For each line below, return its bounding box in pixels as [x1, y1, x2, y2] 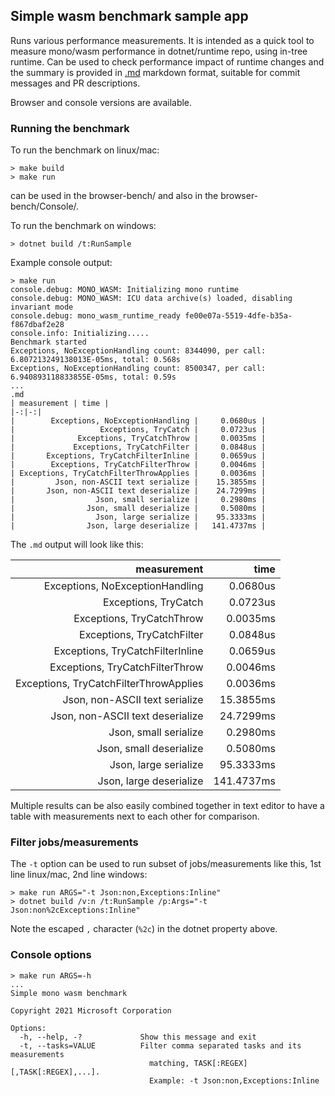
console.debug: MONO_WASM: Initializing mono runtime [10, 285, 240, 295]
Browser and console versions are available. [10, 96, 193, 108]
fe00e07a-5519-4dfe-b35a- [184, 311, 293, 321]
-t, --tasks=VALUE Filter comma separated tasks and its [19, 1040, 302, 1051]
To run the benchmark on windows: [10, 220, 157, 232]
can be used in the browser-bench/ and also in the [10, 190, 219, 202]
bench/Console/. [10, 200, 80, 213]
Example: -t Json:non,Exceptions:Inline [148, 1075, 320, 1086]
